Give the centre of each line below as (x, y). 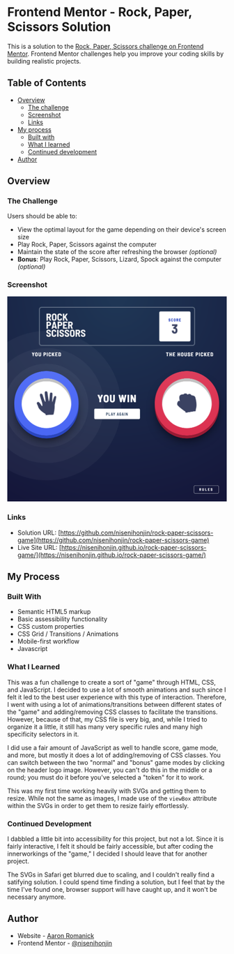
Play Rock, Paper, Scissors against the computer (87, 244)
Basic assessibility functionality (62, 619)
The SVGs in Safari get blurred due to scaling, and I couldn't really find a (111, 874)
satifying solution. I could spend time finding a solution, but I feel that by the (116, 882)
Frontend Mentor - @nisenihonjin (65, 943)
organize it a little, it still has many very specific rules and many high (105, 726)
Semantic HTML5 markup (54, 612)
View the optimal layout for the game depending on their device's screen (122, 230)
